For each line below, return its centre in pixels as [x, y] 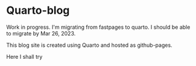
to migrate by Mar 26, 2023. [41, 33]
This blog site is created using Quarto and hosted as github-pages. [90, 45]
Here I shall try [24, 56]
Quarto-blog [38, 10]
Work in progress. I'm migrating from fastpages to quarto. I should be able [98, 27]
